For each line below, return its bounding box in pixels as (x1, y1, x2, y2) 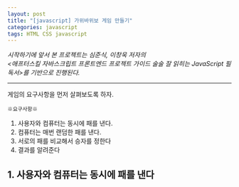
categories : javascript (7, 23, 78, 31)
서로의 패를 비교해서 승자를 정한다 (17, 137, 112, 146)
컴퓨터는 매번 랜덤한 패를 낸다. (17, 128, 102, 137)
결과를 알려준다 (17, 146, 60, 154)
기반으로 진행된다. (30, 68, 80, 77)
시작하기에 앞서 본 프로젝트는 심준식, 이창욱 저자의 (7, 50, 147, 59)
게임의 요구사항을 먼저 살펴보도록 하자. (7, 90, 114, 99)
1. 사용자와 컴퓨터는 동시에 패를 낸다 (7, 169, 155, 181)
